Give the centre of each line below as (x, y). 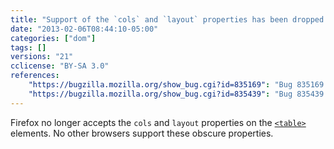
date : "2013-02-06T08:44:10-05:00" (84, 29)
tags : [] (28, 47)
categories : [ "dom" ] (53, 38)
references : (35, 76)
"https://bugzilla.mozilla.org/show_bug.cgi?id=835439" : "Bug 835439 (176, 94)
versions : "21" (42, 57)
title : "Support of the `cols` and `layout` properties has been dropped (167, 19)
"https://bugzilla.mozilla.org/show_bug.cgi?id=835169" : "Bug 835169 (176, 85)
